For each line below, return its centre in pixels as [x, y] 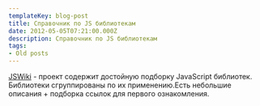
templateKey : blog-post [49, 16]
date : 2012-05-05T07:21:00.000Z [63, 31]
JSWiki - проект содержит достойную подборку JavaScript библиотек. [130, 76]
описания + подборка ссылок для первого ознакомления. [109, 93]
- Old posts [28, 53]
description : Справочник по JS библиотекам [83, 38]
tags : [17, 46]
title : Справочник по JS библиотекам [72, 23]
